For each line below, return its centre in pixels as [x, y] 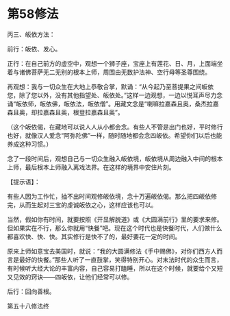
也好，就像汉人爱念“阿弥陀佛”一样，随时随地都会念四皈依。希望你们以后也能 [115, 135]
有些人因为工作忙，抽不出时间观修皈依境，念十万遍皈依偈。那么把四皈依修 [112, 196]
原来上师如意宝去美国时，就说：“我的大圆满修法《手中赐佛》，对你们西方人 [112, 251]
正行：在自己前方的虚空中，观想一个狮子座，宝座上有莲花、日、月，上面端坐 [115, 63]
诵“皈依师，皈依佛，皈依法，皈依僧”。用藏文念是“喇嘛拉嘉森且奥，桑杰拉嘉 [113, 104]
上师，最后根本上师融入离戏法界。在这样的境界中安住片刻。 [91, 167]
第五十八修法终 [28, 306]
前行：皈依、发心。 [34, 49]
